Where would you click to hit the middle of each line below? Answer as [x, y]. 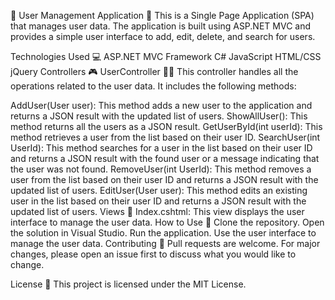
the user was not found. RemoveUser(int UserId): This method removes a [161, 169]
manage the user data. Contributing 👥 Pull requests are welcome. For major [165, 243]
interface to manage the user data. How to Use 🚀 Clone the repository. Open [167, 222]
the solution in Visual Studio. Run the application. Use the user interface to [163, 233]
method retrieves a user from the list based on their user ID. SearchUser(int [165, 137]
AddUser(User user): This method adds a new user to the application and [161, 105]
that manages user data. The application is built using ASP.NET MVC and [161, 26]
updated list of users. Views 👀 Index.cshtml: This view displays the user [157, 211]
